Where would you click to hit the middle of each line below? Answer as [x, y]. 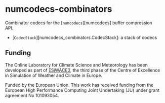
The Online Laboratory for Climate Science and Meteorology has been [77, 65]
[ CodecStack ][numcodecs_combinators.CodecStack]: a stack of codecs [84, 37]
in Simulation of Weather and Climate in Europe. [54, 75]
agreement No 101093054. [32, 95]
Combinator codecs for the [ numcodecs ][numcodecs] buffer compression [79, 23]
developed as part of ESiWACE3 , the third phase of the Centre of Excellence [83, 70]
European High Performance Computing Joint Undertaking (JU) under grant [82, 90]
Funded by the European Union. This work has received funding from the [79, 85]
